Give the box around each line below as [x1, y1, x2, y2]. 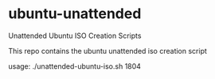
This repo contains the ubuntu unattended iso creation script [8, 46, 207, 55]
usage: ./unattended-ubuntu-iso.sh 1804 [8, 61, 142, 71]
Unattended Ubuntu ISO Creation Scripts [8, 31, 142, 40]
